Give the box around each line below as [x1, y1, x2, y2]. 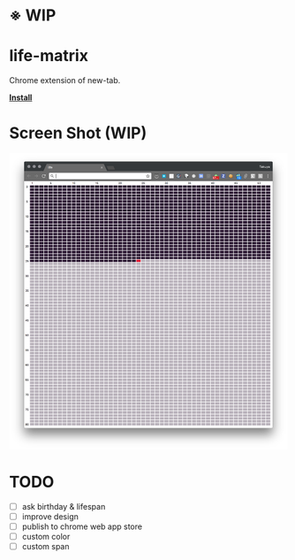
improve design [21, 510, 79, 522]
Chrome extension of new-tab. [9, 75, 121, 86]
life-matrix [9, 46, 88, 66]
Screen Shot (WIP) [9, 123, 147, 143]
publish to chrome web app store [21, 521, 143, 532]
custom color [21, 532, 71, 542]
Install [9, 92, 33, 103]
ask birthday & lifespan [21, 501, 106, 511]
